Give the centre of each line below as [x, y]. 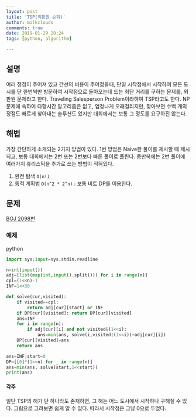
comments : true [25, 28]
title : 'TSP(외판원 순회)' [36, 17]
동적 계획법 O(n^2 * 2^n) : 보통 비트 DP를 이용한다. [73, 183]
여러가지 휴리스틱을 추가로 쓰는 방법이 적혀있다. [60, 163]
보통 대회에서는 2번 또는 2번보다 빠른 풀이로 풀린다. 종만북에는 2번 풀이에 [102, 156]
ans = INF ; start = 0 [26, 356]
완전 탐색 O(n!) [32, 176]
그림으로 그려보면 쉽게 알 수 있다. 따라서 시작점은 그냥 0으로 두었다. [90, 408]
